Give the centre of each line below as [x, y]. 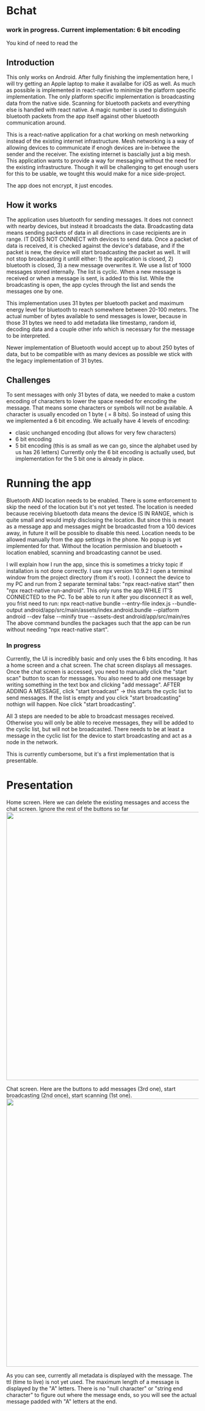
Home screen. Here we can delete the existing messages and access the [98, 802]
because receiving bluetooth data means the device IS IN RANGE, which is [100, 513]
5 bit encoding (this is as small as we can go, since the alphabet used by [106, 446]
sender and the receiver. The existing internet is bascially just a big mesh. [99, 154]
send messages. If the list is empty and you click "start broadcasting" [94, 698]
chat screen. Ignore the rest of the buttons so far [68, 809]
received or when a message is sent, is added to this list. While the [90, 278]
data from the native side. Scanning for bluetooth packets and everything [98, 103]
